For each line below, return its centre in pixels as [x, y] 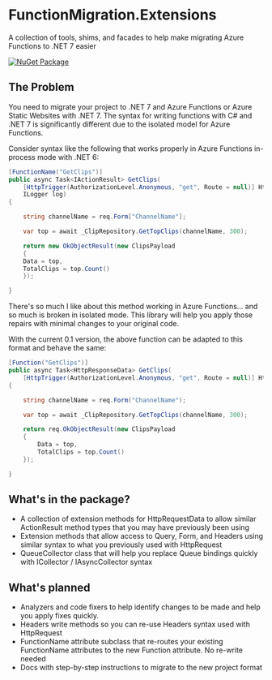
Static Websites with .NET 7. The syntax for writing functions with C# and [130, 115]
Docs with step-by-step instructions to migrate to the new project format [141, 668]
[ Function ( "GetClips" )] [49, 363]
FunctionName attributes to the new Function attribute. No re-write [131, 650]
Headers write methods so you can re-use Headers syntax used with [135, 624]
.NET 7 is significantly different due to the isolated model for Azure [119, 124]
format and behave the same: [57, 348]
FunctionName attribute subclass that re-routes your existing [122, 642]
